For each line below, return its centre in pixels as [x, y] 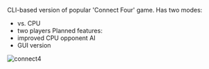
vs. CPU [29, 23]
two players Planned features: [60, 31]
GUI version [34, 45]
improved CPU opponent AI [56, 38]
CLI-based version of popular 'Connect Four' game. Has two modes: [105, 10]
